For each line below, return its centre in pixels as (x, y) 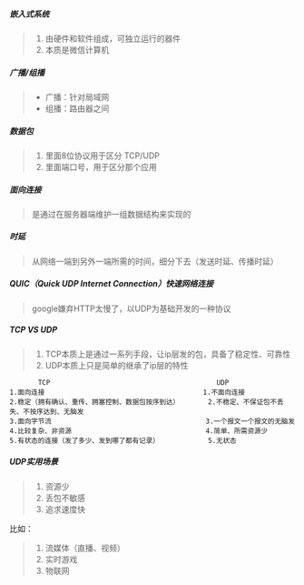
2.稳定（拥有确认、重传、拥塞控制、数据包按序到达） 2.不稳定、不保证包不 (143, 402)
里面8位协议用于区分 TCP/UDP (103, 156)
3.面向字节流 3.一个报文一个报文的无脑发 (152, 421)
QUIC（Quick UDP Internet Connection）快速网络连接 (112, 284)
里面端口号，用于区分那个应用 (101, 166)
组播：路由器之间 (77, 108)
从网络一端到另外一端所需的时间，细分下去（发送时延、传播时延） (155, 261)
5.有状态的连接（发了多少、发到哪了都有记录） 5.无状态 (123, 440)
